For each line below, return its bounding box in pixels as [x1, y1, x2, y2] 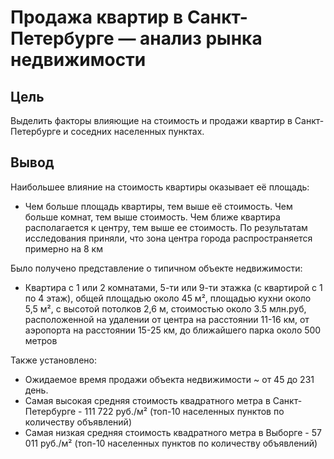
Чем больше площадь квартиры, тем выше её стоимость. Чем [24, 200, 293, 212]
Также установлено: [10, 354, 97, 366]
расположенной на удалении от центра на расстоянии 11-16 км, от [24, 313, 310, 325]
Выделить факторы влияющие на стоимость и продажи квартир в [10, 115, 293, 126]
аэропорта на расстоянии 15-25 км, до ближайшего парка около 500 [24, 324, 322, 336]
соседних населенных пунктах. [70, 126, 205, 137]
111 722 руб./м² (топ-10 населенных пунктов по [84, 405, 285, 417]
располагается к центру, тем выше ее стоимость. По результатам [24, 221, 308, 233]
